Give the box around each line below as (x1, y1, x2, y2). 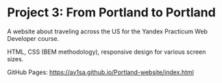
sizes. (7, 54, 24, 63)
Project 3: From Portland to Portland (7, 5, 216, 20)
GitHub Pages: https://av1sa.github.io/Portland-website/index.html (7, 68, 194, 76)
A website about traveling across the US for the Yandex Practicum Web (7, 27, 208, 35)
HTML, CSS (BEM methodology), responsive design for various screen (7, 48, 206, 56)
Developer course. (7, 34, 60, 42)
